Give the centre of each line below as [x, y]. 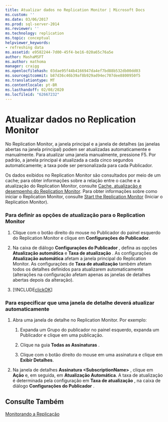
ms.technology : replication [35, 33]
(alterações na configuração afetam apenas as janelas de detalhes [81, 274]
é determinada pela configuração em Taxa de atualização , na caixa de [87, 380]
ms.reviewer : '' [22, 29]
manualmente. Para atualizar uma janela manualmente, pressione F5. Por [81, 155]
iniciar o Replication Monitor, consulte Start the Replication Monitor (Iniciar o [84, 197]
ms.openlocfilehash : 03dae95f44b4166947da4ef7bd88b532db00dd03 [73, 71]
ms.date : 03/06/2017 [27, 19]
